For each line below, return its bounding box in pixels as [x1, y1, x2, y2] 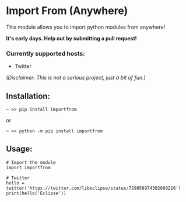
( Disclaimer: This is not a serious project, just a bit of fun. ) [6, 74, 146, 81]
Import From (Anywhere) [6, 4, 128, 18]
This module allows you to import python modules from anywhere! [6, 23, 166, 30]
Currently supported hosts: [6, 49, 86, 57]
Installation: [6, 91, 51, 101]
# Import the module [6, 159, 57, 165]
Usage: [6, 144, 33, 154]
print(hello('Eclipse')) [6, 190, 66, 196]
